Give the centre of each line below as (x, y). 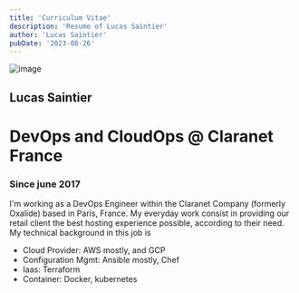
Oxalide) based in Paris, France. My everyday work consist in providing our (149, 213)
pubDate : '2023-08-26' (52, 43)
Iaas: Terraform (51, 269)
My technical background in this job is (80, 233)
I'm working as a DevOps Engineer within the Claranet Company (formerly (148, 204)
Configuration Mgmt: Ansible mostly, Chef (101, 260)
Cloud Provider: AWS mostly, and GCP (94, 250)
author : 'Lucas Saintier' (58, 34)
